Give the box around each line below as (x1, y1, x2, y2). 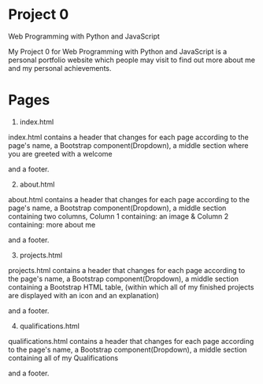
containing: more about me (8, 220, 96, 229)
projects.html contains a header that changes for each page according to (8, 265, 246, 275)
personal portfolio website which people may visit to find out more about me (8, 55, 256, 65)
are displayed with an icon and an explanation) (8, 290, 159, 300)
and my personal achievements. (8, 63, 112, 72)
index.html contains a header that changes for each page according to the (8, 132, 250, 142)
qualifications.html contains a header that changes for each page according (8, 336, 254, 345)
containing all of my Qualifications (8, 353, 119, 363)
